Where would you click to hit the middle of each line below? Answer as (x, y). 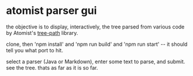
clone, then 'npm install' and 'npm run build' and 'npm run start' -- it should (97, 44)
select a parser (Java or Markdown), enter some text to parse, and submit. (96, 61)
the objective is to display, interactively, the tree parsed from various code (95, 27)
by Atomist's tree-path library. (42, 32)
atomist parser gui (51, 11)
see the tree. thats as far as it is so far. (52, 67)
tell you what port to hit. (35, 50)
